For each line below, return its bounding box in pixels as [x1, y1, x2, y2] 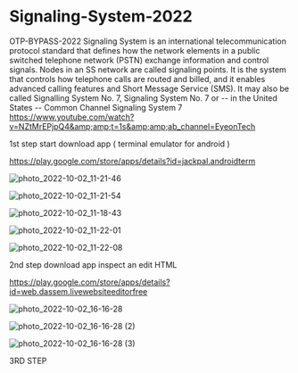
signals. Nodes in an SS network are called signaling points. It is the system [9, 64, 287, 75]
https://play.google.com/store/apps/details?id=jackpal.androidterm [9, 155, 256, 166]
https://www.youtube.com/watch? [9, 112, 135, 122]
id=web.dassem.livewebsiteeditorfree [9, 286, 148, 296]
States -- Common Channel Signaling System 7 [9, 102, 183, 112]
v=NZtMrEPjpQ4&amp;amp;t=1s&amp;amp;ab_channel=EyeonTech [9, 120, 256, 131]
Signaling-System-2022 [9, 6, 194, 27]
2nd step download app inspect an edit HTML [9, 259, 178, 269]
